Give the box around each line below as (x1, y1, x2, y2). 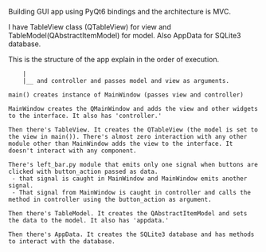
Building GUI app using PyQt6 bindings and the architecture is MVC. (8, 7, 232, 16)
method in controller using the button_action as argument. (8, 195, 213, 203)
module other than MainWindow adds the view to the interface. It (8, 140, 233, 148)
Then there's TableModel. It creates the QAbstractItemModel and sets (8, 210, 248, 218)
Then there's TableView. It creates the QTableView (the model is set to (8, 126, 259, 134)
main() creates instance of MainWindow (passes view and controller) (8, 91, 244, 99)
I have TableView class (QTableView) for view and (8, 22, 171, 31)
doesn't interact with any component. (8, 147, 137, 155)
